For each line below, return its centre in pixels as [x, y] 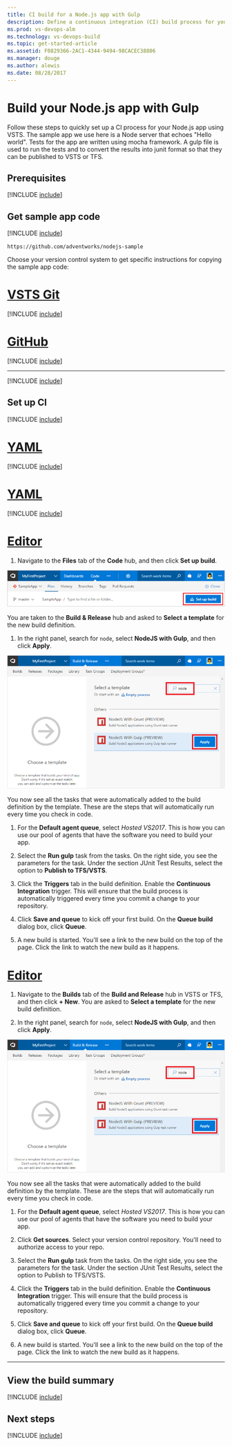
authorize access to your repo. [61, 1247]
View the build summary [61, 1380]
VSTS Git [33, 295]
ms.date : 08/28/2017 [37, 73]
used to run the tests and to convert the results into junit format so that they [115, 149]
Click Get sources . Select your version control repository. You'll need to [119, 1240]
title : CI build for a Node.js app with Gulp [74, 15]
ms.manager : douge [33, 59]
